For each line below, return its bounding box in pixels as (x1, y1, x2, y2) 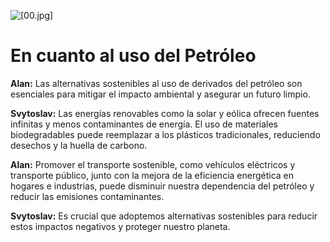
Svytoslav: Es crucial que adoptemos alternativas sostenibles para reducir (10, 210, 318, 222)
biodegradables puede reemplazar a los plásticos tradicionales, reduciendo (10, 128, 321, 140)
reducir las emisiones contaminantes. (10, 190, 165, 202)
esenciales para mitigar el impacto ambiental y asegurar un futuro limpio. (10, 88, 311, 100)
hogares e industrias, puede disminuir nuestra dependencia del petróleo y (10, 180, 315, 192)
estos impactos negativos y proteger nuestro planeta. (10, 220, 231, 232)
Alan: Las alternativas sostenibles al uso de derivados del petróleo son (10, 77, 303, 89)
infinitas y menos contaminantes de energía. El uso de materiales (10, 118, 278, 130)
